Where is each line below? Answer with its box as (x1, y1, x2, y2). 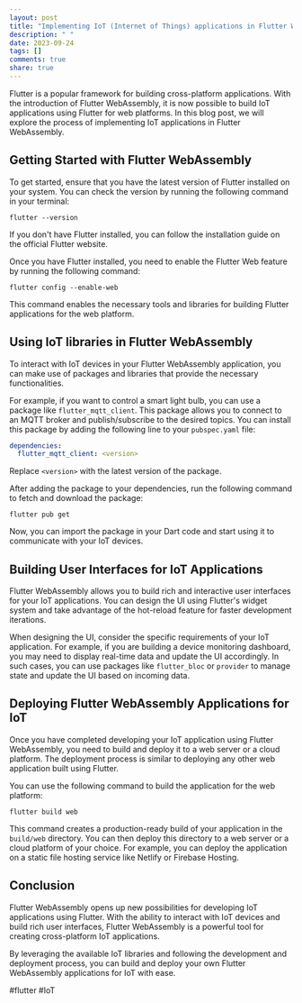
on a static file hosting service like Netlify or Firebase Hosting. (9, 852, 240, 862)
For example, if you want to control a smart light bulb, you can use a (9, 395, 261, 406)
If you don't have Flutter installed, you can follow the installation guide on (9, 229, 280, 240)
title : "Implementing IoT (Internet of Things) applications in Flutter (9, 22, 288, 31)
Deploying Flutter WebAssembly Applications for (9, 696, 289, 712)
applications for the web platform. (9, 308, 135, 319)
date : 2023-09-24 (9, 38, 75, 48)
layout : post (9, 13, 58, 23)
